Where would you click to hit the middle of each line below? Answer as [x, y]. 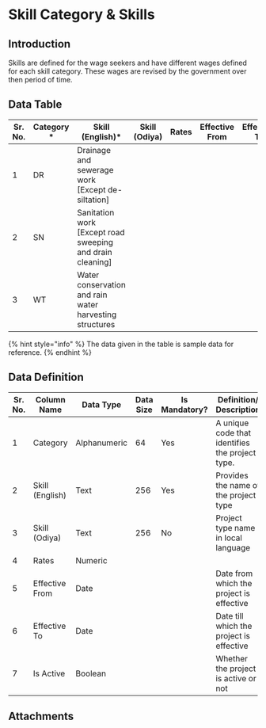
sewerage [95, 170]
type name [236, 528]
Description [238, 410]
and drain [94, 252]
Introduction [40, 44]
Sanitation [95, 212]
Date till [230, 616]
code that [234, 433]
